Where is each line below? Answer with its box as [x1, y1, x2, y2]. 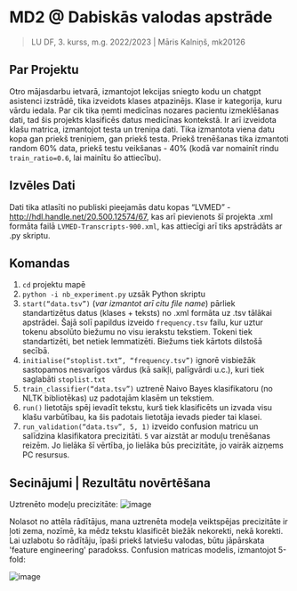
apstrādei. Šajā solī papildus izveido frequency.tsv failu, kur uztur [21, 317, 264, 328]
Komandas [9, 255, 70, 271]
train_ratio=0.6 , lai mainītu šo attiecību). [9, 152, 162, 163]
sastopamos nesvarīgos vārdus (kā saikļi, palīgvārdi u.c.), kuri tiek [21, 364, 265, 376]
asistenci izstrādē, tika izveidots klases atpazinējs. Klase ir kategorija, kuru [9, 95, 283, 106]
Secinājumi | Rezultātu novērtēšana [9, 475, 211, 490]
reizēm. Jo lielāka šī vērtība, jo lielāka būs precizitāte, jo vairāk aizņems [21, 440, 285, 451]
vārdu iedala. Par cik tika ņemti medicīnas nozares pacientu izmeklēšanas [9, 105, 279, 116]
